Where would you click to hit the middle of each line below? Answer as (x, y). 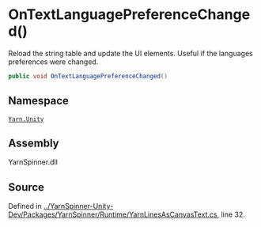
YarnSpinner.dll (33, 162)
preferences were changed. (53, 62)
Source (26, 187)
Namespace (39, 101)
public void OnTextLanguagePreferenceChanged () (88, 76)
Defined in (25, 206)
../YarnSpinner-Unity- (78, 206)
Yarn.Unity (26, 119)
